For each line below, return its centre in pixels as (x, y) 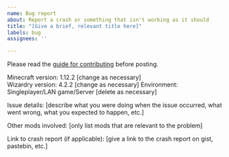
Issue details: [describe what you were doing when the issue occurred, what (114, 105)
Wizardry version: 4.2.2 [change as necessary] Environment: (93, 85)
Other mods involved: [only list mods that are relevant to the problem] (105, 126)
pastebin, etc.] (27, 146)
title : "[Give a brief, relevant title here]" (75, 26)
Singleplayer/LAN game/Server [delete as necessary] (82, 92)
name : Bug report (32, 13)
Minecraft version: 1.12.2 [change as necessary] (74, 77)
